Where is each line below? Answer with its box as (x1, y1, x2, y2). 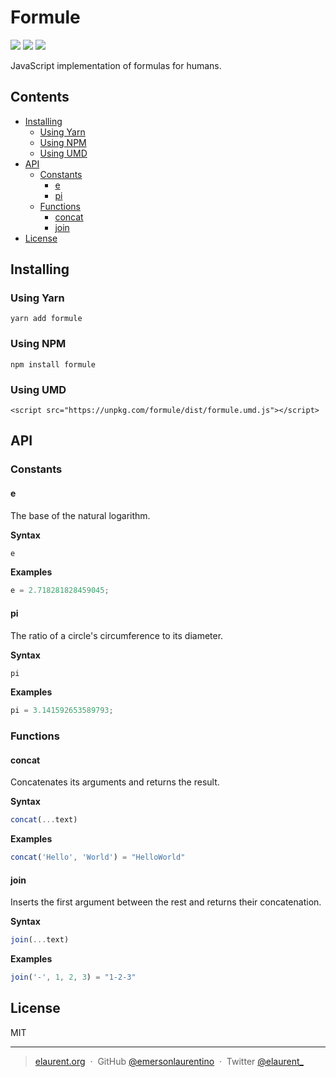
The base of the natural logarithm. (10, 509, 151, 521)
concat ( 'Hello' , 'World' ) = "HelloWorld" (10, 852, 186, 863)
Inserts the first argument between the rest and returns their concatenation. (10, 896, 322, 908)
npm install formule (10, 359, 97, 370)
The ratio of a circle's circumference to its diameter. (10, 629, 224, 641)
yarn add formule (10, 314, 83, 324)
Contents (10, 89, 70, 106)
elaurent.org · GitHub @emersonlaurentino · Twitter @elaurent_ (34, 1055, 304, 1067)
